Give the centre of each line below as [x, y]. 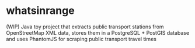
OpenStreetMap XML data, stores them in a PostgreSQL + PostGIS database [98, 32]
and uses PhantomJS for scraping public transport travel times [81, 39]
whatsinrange [40, 11]
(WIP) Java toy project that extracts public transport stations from [85, 27]
